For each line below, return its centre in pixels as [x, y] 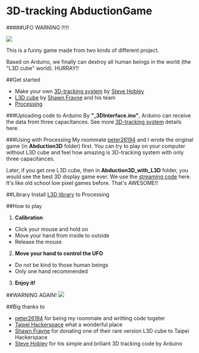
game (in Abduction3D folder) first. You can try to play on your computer [96, 146]
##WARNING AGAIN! [31, 295]
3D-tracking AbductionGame [79, 11]
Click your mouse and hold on [51, 229]
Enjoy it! [25, 283]
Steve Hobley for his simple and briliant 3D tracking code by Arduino [99, 343]
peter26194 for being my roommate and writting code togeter [90, 318]
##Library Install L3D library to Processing [58, 194]
